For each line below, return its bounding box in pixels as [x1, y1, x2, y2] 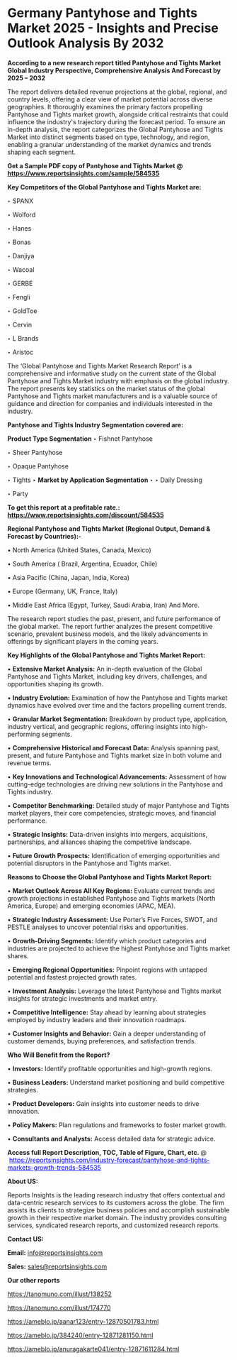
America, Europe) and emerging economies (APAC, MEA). [7, 901, 175, 910]
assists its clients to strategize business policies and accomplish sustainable [7, 1205, 230, 1214]
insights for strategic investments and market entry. [7, 994, 158, 1002]
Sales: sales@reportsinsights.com [7, 1262, 108, 1271]
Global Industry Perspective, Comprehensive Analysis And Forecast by [7, 66, 221, 75]
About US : [7, 1177, 39, 1185]
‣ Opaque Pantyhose [7, 461, 69, 470]
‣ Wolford [7, 210, 36, 219]
